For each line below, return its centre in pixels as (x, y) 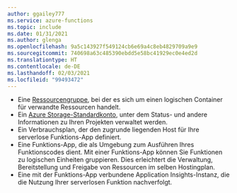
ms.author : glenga (34, 40)
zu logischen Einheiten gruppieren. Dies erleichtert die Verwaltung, (115, 160)
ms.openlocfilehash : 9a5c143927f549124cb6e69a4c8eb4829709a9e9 (103, 47)
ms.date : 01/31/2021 (38, 34)
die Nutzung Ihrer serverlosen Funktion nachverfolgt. (95, 182)
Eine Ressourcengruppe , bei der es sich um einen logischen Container (120, 100)
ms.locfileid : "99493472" (45, 80)
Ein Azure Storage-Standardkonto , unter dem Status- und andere (112, 115)
